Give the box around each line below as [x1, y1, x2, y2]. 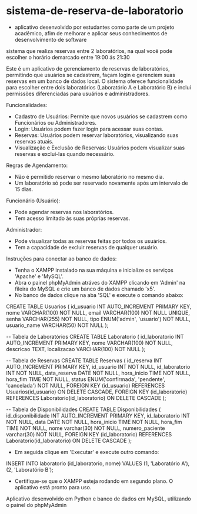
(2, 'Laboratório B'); [6, 466, 54, 473]
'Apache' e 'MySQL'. [14, 272, 64, 280]
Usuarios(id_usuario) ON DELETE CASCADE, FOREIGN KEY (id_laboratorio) [6, 388, 188, 395]
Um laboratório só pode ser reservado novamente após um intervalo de [14, 179, 188, 186]
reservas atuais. [14, 138, 54, 145]
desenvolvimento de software [14, 36, 87, 43]
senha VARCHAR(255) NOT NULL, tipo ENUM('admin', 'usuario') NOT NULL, [6, 315, 191, 322]
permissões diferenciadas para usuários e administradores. [6, 90, 150, 97]
